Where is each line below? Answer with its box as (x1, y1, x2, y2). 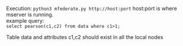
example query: (6, 17, 44, 24)
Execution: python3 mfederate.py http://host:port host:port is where (6, 5, 178, 12)
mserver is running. (6, 11, 54, 18)
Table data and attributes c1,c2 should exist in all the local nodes (6, 34, 163, 40)
